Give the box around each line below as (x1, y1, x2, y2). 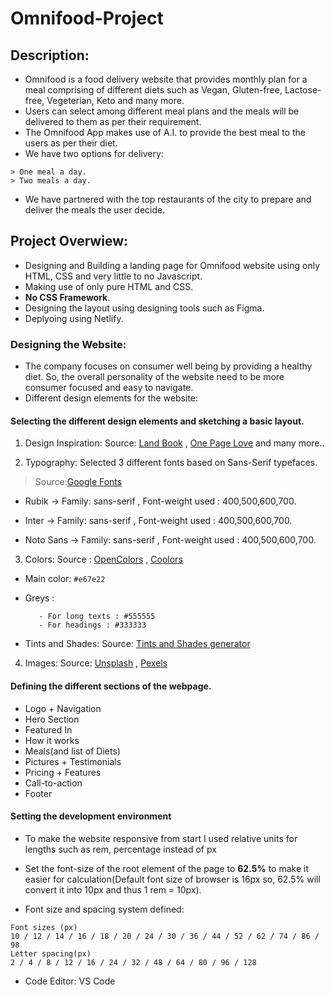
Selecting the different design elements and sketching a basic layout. (10, 415, 305, 427)
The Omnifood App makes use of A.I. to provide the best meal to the (24, 127, 306, 138)
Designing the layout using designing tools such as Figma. (24, 302, 265, 314)
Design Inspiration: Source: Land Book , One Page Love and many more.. (24, 437, 325, 449)
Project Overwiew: (10, 233, 129, 250)
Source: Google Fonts (34, 476, 123, 488)
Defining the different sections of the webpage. (10, 680, 212, 692)
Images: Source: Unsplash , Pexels (24, 657, 168, 669)
